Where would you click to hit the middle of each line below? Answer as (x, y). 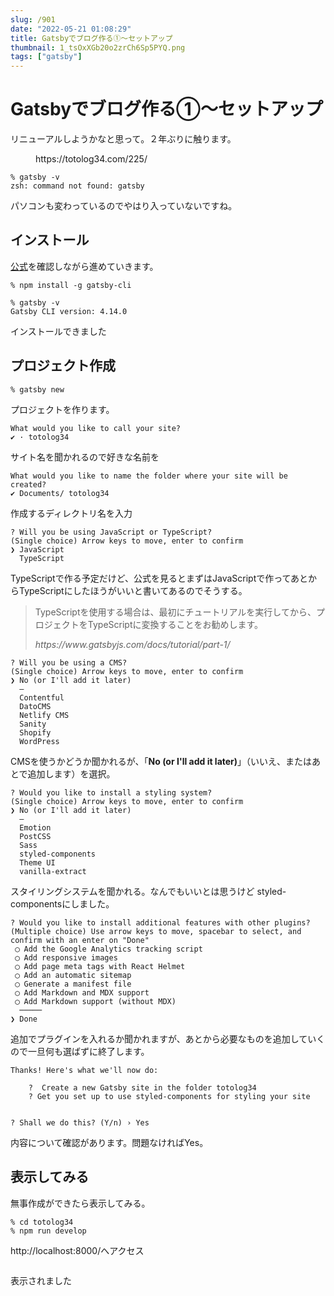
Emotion (35, 827)
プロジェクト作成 (63, 366)
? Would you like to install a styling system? (111, 792)
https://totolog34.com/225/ (91, 159)
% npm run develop (48, 1231)
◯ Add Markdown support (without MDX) (95, 1001)
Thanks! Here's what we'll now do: (84, 1070)
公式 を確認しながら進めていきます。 (84, 266)
